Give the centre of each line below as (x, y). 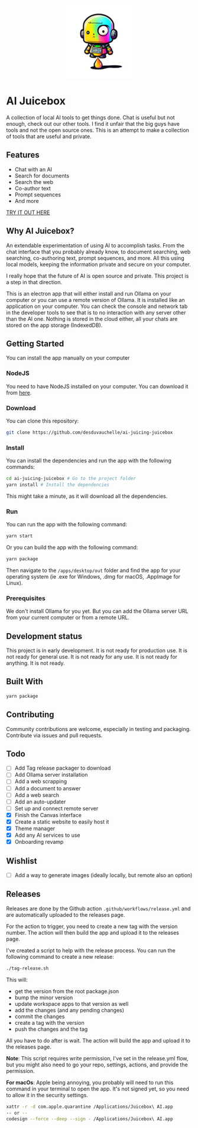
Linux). (14, 583)
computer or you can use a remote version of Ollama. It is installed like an (95, 300)
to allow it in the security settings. (47, 1095)
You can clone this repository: (43, 421)
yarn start (20, 536)
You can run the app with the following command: (66, 525)
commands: (21, 467)
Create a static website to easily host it (62, 822)
